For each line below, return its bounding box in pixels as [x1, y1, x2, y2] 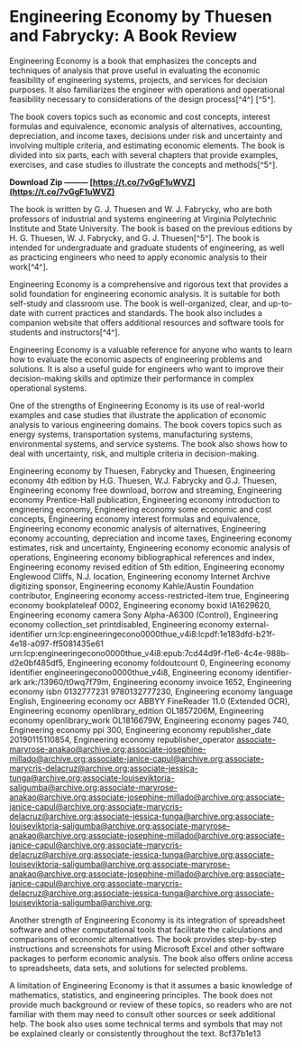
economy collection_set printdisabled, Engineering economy [9, 618, 234, 629]
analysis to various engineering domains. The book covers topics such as [9, 419, 282, 430]
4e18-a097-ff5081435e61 [9, 638, 104, 649]
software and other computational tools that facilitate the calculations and [9, 923, 283, 935]
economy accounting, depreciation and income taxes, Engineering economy [9, 533, 293, 543]
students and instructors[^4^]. [9, 327, 120, 338]
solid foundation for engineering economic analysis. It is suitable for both [9, 288, 281, 299]
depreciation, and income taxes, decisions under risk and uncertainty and [9, 130, 283, 141]
